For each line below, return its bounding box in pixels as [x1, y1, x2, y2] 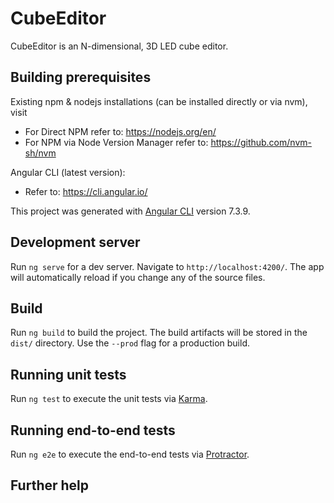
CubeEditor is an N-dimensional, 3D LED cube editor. [10, 40, 229, 52]
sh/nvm [24, 147, 57, 159]
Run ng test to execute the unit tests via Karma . [10, 393, 208, 405]
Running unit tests [10, 366, 127, 383]
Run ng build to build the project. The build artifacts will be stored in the [10, 327, 308, 339]
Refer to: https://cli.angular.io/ [24, 185, 148, 197]
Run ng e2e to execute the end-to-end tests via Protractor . [10, 448, 250, 460]
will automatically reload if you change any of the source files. [10, 271, 266, 283]
